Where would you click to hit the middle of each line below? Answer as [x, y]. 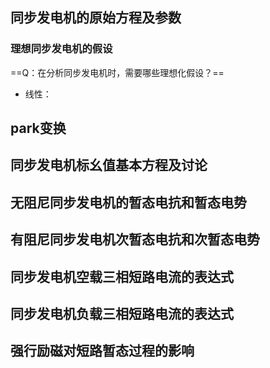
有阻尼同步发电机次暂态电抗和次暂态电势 [135, 239]
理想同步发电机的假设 [61, 49]
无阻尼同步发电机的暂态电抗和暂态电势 [128, 202]
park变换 [38, 128]
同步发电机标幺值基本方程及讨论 [109, 165]
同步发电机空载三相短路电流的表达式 [122, 276]
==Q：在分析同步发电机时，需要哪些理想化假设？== [117, 72]
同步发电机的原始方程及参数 [96, 18]
